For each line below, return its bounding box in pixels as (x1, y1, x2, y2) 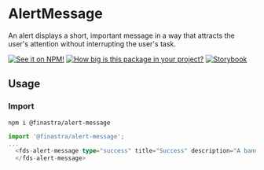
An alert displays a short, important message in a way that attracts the (8, 31, 236, 40)
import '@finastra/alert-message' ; (8, 132, 125, 140)
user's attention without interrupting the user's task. (8, 39, 177, 48)
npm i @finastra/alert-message (8, 119, 111, 127)
